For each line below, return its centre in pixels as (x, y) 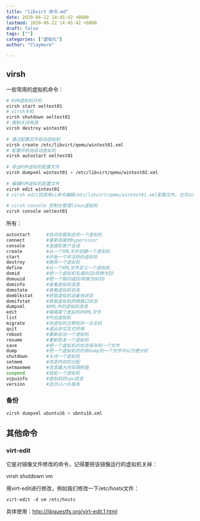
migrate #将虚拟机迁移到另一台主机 (54, 323)
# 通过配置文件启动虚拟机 (33, 139)
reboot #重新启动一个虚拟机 (48, 334)
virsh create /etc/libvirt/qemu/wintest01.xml (65, 145)
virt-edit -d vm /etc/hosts (41, 500)
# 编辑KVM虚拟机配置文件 (33, 183)
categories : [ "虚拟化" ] (34, 39)
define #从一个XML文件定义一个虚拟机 (58, 268)
